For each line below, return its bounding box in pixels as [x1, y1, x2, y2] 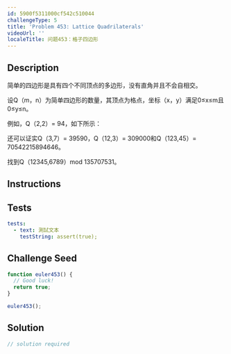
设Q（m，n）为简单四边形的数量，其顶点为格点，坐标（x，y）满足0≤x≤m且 [7, 95, 224, 104]
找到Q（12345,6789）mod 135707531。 [7, 157, 121, 166]
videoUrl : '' [7, 29, 45, 37]
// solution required [7, 340, 70, 348]
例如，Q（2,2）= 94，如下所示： [7, 119, 102, 127]
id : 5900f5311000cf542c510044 [7, 10, 95, 17]
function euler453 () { [7, 271, 73, 278]
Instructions [7, 178, 61, 190]
